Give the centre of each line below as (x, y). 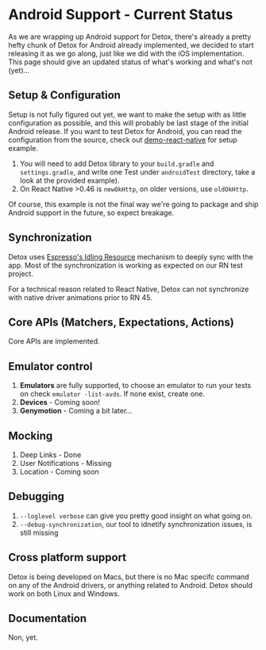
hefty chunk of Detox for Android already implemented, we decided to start (131, 44)
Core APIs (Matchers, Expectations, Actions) (121, 322)
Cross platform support (67, 558)
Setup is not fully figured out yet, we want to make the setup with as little (127, 114)
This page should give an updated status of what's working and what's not (130, 62)
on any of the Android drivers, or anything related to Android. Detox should (130, 585)
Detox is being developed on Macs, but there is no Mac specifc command (129, 576)
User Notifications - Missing (66, 463)
